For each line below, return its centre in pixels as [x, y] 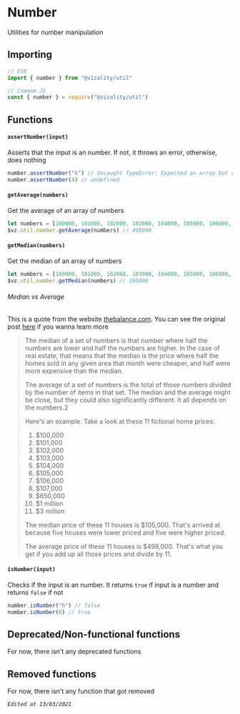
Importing [30, 55]
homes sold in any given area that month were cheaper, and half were [127, 363]
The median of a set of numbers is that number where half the [116, 340]
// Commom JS [27, 91]
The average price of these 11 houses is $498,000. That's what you [124, 546]
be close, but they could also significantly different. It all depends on [125, 400]
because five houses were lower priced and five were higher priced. [125, 532]
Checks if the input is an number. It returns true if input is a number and [113, 585]
